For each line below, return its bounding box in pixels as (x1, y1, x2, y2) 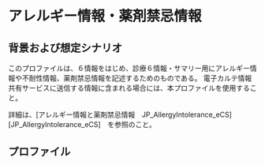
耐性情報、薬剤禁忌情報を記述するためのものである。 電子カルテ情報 (28, 73, 252, 83)
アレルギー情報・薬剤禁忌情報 (8, 7, 203, 25)
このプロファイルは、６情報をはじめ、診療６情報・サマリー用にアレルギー (8, 64, 250, 73)
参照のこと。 (114, 120, 156, 129)
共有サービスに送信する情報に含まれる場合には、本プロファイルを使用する (8, 84, 250, 92)
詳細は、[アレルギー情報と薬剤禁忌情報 (8, 110, 136, 119)
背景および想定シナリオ (8, 41, 122, 54)
